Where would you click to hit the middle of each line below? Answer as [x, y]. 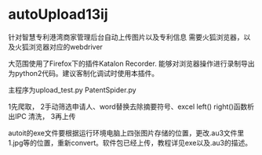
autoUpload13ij [58, 14]
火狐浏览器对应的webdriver [59, 47]
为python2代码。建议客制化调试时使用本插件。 [84, 73]
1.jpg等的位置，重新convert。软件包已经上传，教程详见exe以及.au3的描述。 [130, 142]
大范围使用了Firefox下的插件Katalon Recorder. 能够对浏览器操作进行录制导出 [131, 63]
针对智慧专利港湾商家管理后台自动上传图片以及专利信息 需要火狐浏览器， [126, 37]
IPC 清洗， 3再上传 [45, 116]
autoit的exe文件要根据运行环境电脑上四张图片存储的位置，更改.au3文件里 [126, 133]
